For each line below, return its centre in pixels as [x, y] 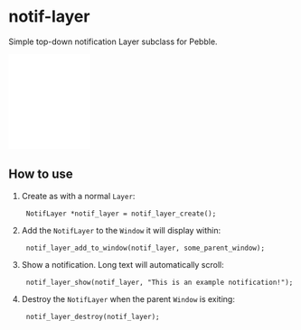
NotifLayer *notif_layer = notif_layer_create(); [121, 214]
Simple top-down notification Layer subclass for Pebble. [113, 41]
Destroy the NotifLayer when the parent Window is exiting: [128, 298]
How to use [41, 174]
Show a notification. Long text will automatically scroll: [122, 264]
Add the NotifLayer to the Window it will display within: [121, 230]
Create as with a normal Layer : [78, 196]
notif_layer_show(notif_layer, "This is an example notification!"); [160, 282]
